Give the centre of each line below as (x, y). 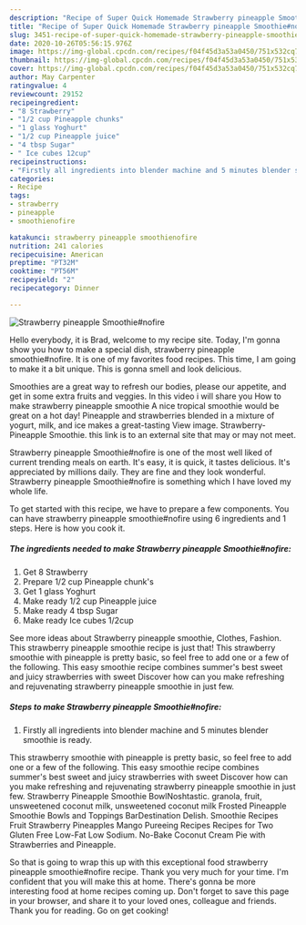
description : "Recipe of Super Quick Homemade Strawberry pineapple (142, 18)
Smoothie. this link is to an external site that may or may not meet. (172, 434)
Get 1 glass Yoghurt (59, 591)
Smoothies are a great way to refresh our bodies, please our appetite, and (148, 386)
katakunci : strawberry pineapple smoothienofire (103, 238)
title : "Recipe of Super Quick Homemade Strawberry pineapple (130, 26)
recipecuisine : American (56, 254)
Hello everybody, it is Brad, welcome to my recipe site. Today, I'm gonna (145, 340)
